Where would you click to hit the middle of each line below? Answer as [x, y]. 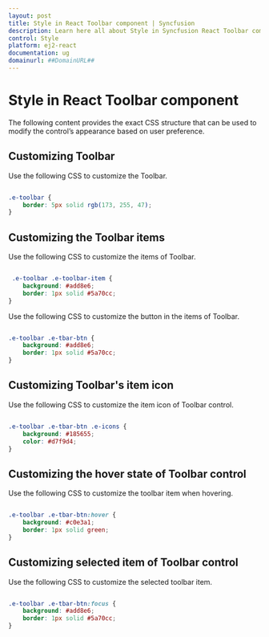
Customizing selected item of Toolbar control [123, 563]
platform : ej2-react [43, 46]
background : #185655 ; [58, 434]
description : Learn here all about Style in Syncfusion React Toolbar [128, 31]
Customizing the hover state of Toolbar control [127, 474]
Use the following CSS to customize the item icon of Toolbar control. [121, 404]
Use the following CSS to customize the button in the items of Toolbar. [124, 316]
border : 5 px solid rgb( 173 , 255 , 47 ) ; [87, 205]
